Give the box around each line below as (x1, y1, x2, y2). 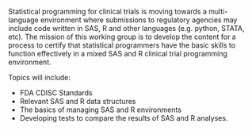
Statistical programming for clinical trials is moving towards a (8, 7, 208, 16)
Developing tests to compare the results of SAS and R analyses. (19, 114, 228, 122)
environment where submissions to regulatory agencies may (40, 15, 238, 25)
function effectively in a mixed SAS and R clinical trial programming (8, 49, 228, 58)
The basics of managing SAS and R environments (19, 105, 182, 114)
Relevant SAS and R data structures (19, 97, 136, 106)
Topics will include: (8, 73, 71, 82)
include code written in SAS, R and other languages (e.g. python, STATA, (8, 24, 245, 33)
